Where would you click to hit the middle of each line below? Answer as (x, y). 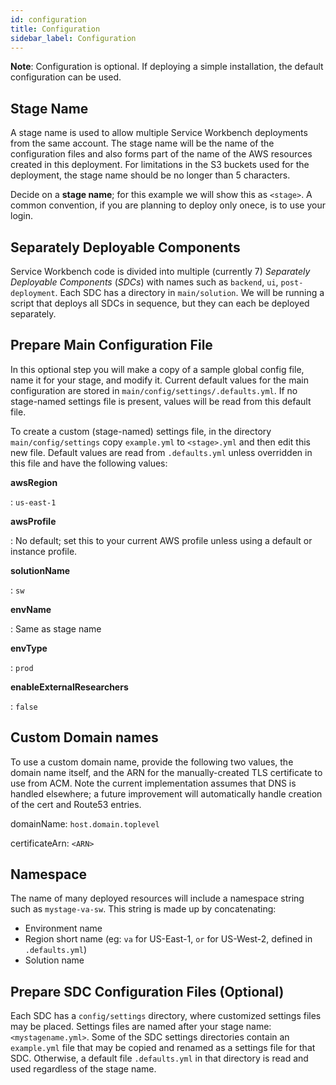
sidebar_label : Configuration (73, 38)
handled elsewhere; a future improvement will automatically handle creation (166, 793)
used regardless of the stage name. (83, 1069)
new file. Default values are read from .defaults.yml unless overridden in (161, 452)
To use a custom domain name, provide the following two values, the (152, 762)
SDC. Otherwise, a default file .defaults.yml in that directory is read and (159, 1058)
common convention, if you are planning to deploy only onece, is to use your (168, 205)
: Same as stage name (56, 628)
